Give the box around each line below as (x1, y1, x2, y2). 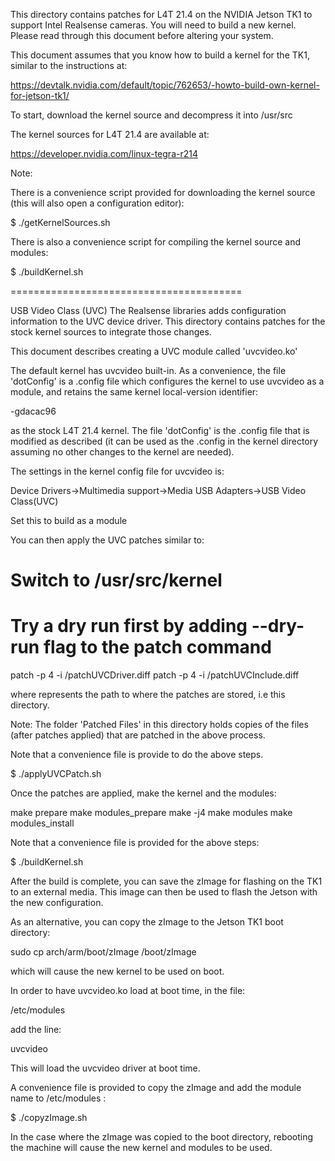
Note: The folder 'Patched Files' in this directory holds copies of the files (10, 719, 309, 731)
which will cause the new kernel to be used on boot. (10, 965, 225, 978)
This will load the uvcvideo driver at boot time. (10, 1062, 201, 1074)
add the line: (10, 1024, 62, 1036)
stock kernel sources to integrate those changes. (10, 326, 212, 338)
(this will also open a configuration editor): (10, 197, 185, 209)
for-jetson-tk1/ (10, 90, 70, 101)
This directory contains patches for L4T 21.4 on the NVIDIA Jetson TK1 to (10, 9, 313, 20)
